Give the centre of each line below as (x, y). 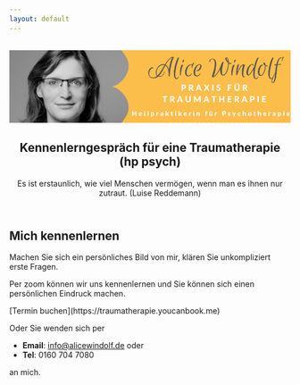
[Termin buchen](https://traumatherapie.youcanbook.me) (115, 311)
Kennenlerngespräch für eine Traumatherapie (150, 148)
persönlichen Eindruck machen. (68, 294)
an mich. (25, 372)
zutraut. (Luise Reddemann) (150, 193)
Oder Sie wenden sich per (57, 328)
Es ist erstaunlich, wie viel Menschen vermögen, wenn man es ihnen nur (150, 183)
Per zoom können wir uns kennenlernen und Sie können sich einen (132, 284)
